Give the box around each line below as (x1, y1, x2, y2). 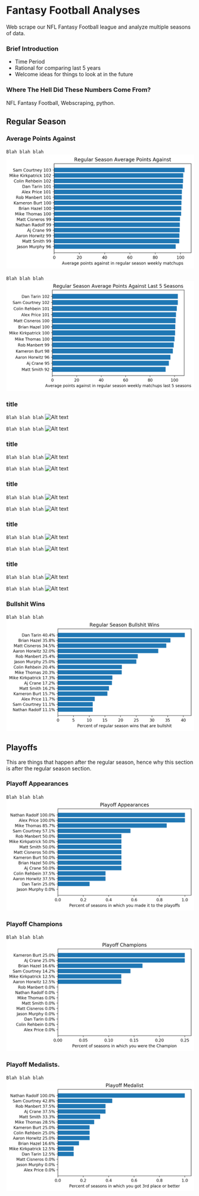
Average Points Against (6, 134, 76, 142)
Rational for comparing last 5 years (14, 64, 101, 72)
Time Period (14, 58, 45, 66)
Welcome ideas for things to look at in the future (14, 71, 133, 78)
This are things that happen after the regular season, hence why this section (6, 758, 194, 766)
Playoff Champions (6, 920, 63, 928)
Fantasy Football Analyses (6, 4, 141, 17)
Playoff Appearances (6, 779, 69, 788)
